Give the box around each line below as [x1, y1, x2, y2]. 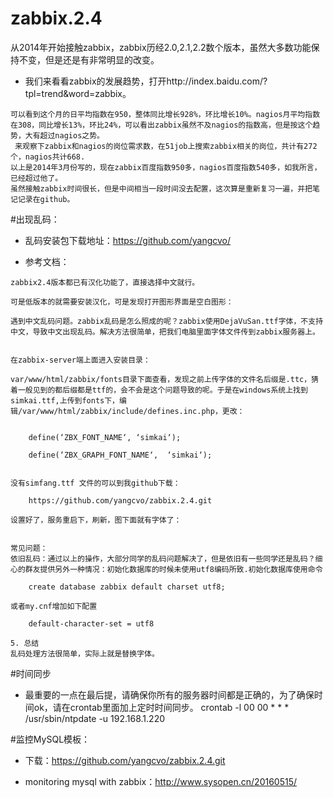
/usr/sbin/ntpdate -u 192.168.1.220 [24, 712, 165, 724]
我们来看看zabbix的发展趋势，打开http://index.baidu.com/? [24, 75, 268, 87]
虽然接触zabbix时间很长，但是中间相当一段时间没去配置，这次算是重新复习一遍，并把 [10, 183, 313, 194]
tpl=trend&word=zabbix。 [24, 87, 132, 99]
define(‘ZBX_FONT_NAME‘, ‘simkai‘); [28, 432, 182, 442]
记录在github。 [17, 194, 75, 204]
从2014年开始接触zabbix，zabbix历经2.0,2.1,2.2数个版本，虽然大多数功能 [10, 41, 312, 53]
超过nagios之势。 [39, 130, 105, 141]
